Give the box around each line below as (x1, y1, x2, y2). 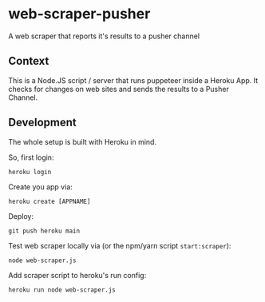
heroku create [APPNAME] (8, 197, 91, 205)
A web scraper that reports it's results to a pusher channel (8, 31, 200, 41)
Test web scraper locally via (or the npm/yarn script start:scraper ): (8, 240, 231, 250)
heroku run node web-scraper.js (8, 285, 116, 294)
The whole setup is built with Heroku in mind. (8, 137, 157, 146)
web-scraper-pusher (8, 5, 151, 23)
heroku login (8, 168, 52, 176)
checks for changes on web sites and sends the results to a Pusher (8, 84, 229, 93)
